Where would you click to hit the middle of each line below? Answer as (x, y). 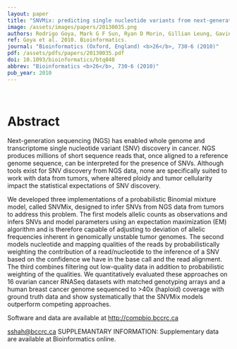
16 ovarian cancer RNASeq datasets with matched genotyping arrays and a (116, 282)
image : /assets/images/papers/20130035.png (72, 27)
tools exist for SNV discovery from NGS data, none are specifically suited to (117, 171)
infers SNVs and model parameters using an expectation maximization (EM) (117, 222)
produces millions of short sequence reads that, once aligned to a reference (118, 156)
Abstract (34, 121)
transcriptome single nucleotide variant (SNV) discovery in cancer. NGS (111, 148)
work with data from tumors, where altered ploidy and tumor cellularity (110, 178)
